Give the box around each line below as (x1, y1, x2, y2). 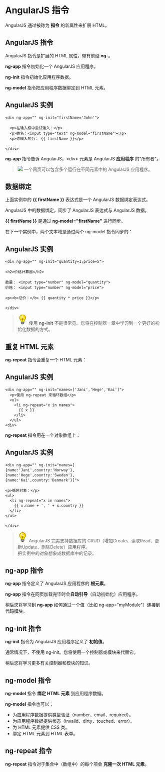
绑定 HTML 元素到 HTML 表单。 (12, 731, 78, 737)
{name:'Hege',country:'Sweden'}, (5, 472, 75, 477)
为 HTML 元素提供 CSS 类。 (12, 724, 70, 730)
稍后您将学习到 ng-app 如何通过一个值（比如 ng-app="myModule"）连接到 (5, 602, 160, 608)
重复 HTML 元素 (5, 342, 54, 351)
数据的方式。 (26, 326, 53, 332)
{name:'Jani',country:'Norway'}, (5, 467, 75, 472)
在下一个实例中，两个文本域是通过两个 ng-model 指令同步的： (5, 229, 133, 235)
